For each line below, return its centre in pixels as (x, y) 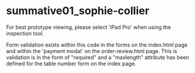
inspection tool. (25, 33)
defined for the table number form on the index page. (71, 64)
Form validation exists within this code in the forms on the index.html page (97, 45)
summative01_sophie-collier (78, 11)
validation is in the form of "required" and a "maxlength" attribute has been (98, 57)
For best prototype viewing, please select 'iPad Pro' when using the (89, 27)
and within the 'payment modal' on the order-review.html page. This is (92, 51)
